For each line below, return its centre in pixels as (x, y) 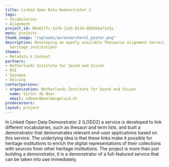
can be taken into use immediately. (41, 159)
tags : (11, 15)
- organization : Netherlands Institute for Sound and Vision (71, 89)
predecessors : (20, 103)
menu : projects (21, 33)
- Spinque (16, 75)
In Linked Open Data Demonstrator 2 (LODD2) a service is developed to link (83, 122)
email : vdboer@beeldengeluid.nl (44, 98)
